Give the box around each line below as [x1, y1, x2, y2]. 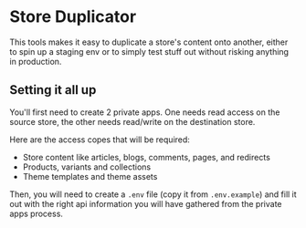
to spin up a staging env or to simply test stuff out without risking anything [9, 46, 290, 57]
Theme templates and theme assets [22, 171, 158, 181]
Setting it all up [9, 82, 97, 98]
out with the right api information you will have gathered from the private [9, 198, 282, 209]
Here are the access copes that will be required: [9, 134, 190, 145]
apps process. [9, 208, 64, 219]
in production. [9, 56, 62, 67]
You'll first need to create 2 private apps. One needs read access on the [9, 107, 280, 118]
